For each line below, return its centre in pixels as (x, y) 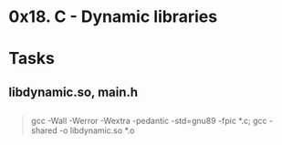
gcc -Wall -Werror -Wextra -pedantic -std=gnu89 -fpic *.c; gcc (149, 121)
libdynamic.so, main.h (73, 92)
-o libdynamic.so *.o (97, 130)
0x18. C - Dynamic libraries (113, 17)
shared (44, 130)
